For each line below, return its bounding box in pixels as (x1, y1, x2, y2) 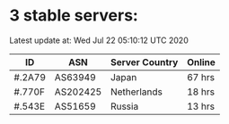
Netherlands (110, 86, 163, 98)
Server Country (110, 55, 179, 68)
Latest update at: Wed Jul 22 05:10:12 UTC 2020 (9, 35, 189, 45)
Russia (110, 100, 139, 112)
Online (187, 55, 216, 68)
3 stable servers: (9, 5, 139, 26)
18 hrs (187, 86, 216, 98)
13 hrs (187, 100, 216, 112)
